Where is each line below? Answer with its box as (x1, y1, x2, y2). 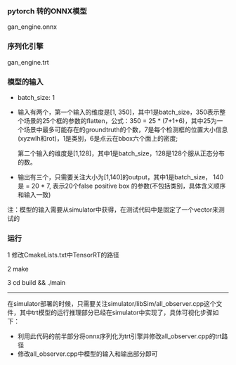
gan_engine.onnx (7, 23, 58, 31)
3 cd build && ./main (7, 278, 66, 287)
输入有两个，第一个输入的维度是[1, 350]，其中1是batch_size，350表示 (17, 108, 220, 116)
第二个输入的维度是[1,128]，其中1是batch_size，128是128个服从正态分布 (17, 149, 225, 158)
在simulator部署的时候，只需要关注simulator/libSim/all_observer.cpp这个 (7, 300, 216, 308)
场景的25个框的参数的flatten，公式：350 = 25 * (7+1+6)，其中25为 (23, 116, 218, 124)
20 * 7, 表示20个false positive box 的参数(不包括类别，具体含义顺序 (31, 181, 226, 190)
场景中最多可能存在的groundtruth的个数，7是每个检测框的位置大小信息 (23, 125, 228, 134)
